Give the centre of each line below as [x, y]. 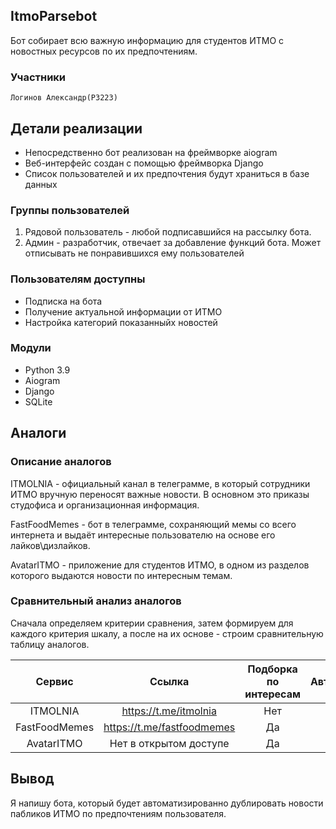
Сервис [54, 681]
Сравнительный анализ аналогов [96, 601]
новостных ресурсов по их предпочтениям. [104, 51]
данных [41, 184]
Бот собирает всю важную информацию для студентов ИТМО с [147, 40]
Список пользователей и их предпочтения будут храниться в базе [167, 173]
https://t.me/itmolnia [169, 711]
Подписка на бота [63, 301]
